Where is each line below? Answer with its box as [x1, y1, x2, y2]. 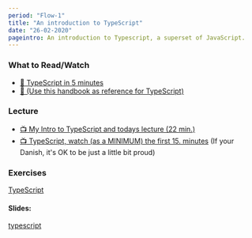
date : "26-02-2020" [8, 26, 73, 34]
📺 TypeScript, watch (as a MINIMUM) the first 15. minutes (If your [19, 136, 235, 145]
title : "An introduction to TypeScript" [8, 19, 144, 27]
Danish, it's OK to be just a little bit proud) [19, 147, 156, 157]
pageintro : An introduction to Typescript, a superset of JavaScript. [8, 33, 246, 42]
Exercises [8, 167, 47, 178]
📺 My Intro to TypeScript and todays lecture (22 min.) [19, 124, 196, 134]
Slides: [8, 203, 32, 213]
